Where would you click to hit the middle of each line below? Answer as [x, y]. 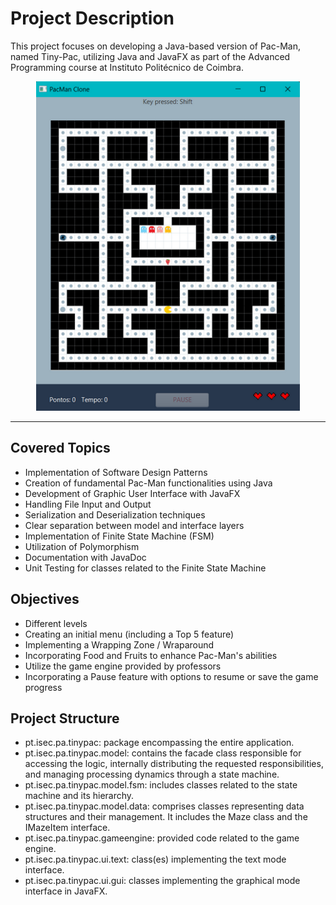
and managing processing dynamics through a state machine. [152, 774]
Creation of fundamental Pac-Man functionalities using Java [148, 483]
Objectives [45, 599]
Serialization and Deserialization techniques [115, 514]
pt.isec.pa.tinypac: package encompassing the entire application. [159, 743]
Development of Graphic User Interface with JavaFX [132, 493]
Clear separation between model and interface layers [134, 525]
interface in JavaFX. [66, 891]
